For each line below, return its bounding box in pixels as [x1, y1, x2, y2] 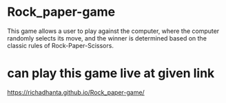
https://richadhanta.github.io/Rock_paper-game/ [7, 88, 145, 96]
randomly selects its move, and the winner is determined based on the [7, 34, 207, 42]
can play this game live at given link [7, 66, 215, 81]
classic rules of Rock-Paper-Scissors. [7, 41, 114, 49]
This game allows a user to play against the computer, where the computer [7, 27, 220, 35]
